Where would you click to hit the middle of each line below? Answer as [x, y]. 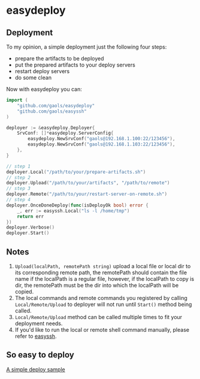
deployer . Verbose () [31, 228]
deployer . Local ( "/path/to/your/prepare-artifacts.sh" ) [76, 172]
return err [31, 216]
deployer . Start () [28, 233]
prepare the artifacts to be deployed [59, 58]
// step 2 [19, 177]
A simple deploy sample [36, 369]
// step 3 [19, 189]
